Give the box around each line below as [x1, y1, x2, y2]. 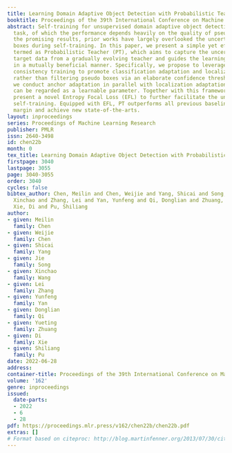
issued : [7, 390, 30, 397]
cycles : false [7, 184, 48, 191]
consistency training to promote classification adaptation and [13, 68, 202, 75]
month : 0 [7, 145, 32, 152]
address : [7, 364, 32, 371]
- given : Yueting [7, 319, 57, 326]
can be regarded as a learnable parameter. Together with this [13, 87, 199, 94]
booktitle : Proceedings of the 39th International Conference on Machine [7, 17, 224, 24]
